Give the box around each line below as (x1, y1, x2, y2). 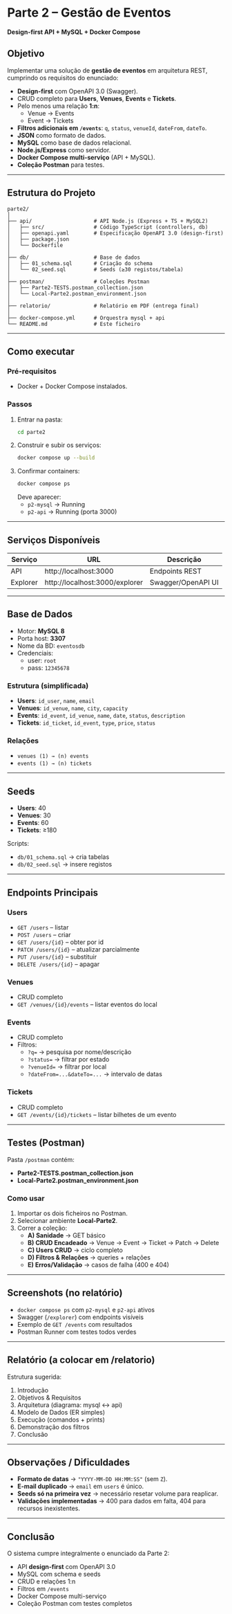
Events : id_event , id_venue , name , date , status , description (17, 711, 185, 720)
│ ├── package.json (7, 235, 70, 243)
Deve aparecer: (17, 493, 61, 501)
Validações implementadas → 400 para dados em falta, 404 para (17, 1497, 206, 1505)
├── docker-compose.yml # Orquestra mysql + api (7, 314, 166, 321)
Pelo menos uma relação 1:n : (17, 102, 100, 110)
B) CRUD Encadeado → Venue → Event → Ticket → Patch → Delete (27, 1238, 220, 1246)
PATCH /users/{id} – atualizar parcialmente (17, 945, 140, 953)
